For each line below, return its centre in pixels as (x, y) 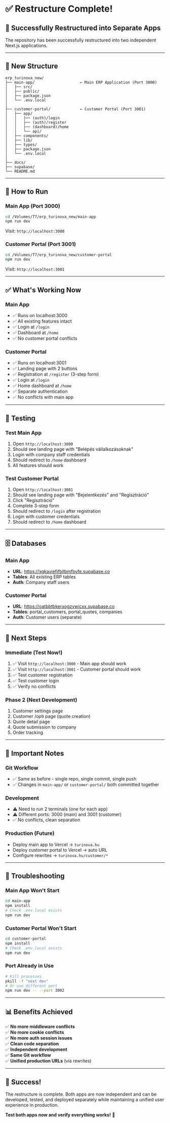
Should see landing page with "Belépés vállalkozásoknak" (73, 449)
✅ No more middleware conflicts (40, 1026)
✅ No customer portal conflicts (45, 338)
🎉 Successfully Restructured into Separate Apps (83, 28)
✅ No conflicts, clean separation (46, 820)
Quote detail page (31, 722)
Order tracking (28, 733)
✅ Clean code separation (32, 1044)
